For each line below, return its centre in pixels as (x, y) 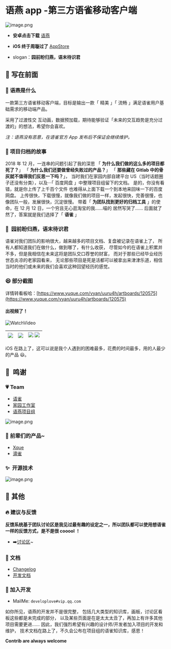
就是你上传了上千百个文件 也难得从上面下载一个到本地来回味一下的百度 (88, 189)
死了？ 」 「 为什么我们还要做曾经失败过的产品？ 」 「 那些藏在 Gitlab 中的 (82, 170)
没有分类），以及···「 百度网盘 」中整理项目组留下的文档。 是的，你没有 (87, 183)
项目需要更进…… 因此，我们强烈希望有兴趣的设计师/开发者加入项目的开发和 (84, 625)
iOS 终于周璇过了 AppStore (41, 46)
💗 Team (15, 387)
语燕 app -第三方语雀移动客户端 (71, 10)
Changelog (24, 569)
